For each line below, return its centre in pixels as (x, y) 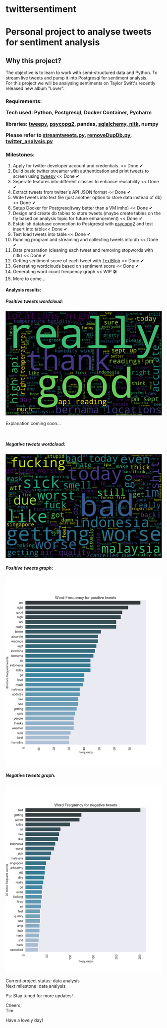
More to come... (29, 279)
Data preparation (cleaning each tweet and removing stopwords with (83, 250)
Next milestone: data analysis (36, 986)
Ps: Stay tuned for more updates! (39, 996)
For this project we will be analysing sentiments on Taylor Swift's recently (81, 83)
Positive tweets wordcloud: (34, 301)
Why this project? (33, 61)
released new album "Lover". (35, 88)
